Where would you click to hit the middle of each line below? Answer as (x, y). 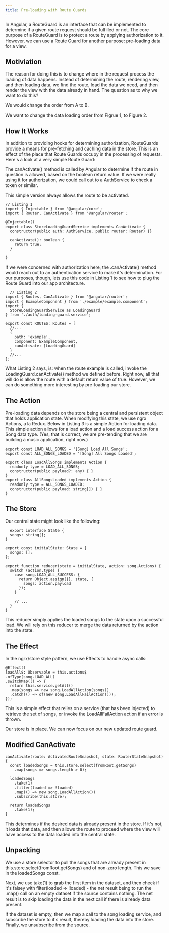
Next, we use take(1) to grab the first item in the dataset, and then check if (82, 883)
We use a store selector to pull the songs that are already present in (76, 863)
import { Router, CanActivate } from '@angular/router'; (66, 213)
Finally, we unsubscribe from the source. (47, 925)
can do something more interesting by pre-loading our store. (68, 385)
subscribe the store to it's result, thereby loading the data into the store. (80, 920)
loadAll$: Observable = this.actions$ (46, 672)
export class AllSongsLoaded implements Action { (59, 480)
